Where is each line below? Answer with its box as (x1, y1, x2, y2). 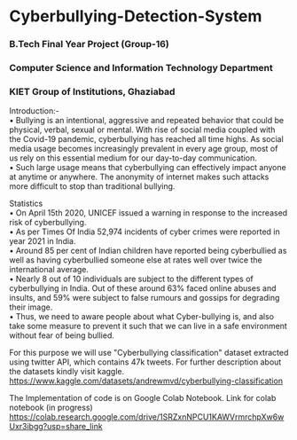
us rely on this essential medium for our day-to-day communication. (9, 153, 257, 163)
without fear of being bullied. (9, 330, 115, 341)
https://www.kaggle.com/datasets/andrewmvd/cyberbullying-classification (9, 375, 284, 387)
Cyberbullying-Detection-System (9, 6, 262, 27)
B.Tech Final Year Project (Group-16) (9, 38, 170, 51)
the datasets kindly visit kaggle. (9, 366, 125, 377)
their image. (9, 302, 53, 312)
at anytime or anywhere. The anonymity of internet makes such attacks (9, 171, 270, 183)
